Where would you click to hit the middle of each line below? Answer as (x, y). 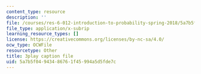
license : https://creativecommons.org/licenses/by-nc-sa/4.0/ (85, 39)
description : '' (26, 17)
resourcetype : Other (32, 51)
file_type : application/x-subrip (48, 28)
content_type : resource (36, 12)
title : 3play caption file (40, 56)
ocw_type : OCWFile (29, 45)
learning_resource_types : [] (42, 34)
